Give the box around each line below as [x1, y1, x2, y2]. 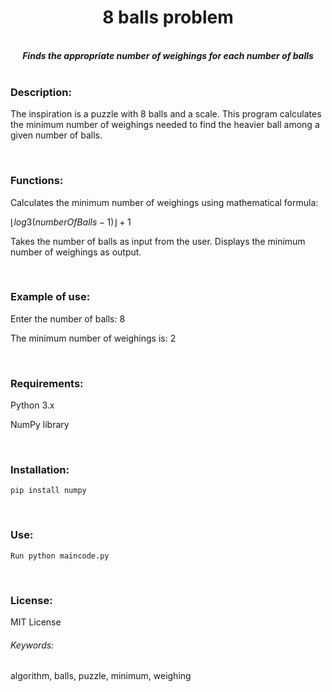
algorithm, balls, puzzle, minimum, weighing [10, 670, 192, 682]
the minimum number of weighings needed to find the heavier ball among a [10, 119, 320, 131]
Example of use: [10, 290, 91, 304]
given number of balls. [10, 129, 103, 141]
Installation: [10, 463, 70, 477]
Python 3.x [10, 399, 55, 411]
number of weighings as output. [10, 246, 142, 258]
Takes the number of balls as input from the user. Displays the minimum [10, 235, 306, 247]
